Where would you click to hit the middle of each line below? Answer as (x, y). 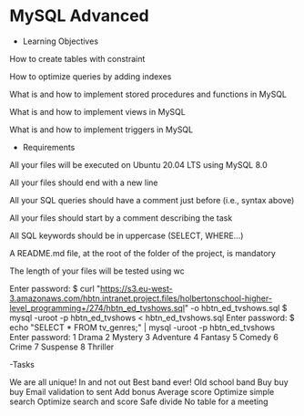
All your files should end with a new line (84, 182)
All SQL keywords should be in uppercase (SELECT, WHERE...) (127, 235)
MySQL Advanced (79, 16)
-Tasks (22, 364)
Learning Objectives (60, 41)
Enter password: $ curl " (55, 288)
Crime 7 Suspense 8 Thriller (62, 347)
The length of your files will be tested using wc (97, 271)
